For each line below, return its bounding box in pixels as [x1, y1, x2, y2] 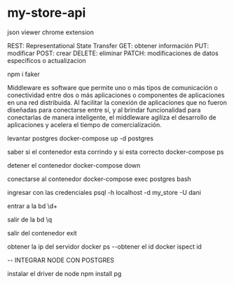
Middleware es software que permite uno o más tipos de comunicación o [7, 83, 219, 92]
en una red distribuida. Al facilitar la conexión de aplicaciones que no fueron [7, 98, 228, 106]
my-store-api [7, 5, 86, 21]
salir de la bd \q [7, 215, 53, 224]
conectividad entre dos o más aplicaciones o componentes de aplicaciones [7, 91, 226, 99]
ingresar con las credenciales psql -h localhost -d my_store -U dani [7, 188, 202, 196]
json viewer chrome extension [7, 28, 95, 36]
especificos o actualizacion [7, 56, 86, 64]
